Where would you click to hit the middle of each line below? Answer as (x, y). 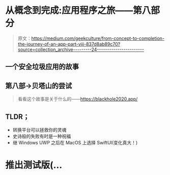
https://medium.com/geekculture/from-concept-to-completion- (98, 38)
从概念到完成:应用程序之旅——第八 (78, 10)
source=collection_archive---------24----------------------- (81, 49)
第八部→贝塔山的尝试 (39, 85)
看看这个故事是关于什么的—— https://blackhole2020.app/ (78, 99)
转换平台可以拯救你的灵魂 (39, 130)
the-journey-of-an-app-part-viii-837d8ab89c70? (69, 44)
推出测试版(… (34, 165)
